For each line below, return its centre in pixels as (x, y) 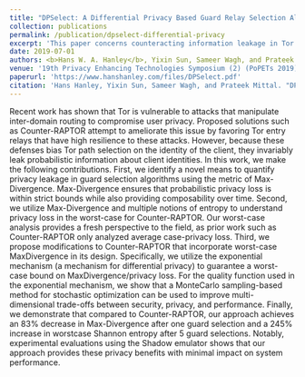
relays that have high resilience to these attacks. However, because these (147, 140)
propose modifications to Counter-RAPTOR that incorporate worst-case (143, 246)
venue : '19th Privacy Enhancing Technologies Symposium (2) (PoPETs (142, 69)
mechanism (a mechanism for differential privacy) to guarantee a (131, 265)
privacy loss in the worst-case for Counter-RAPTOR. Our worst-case (138, 217)
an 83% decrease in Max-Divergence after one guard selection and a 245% (151, 323)
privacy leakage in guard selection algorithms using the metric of (131, 179)
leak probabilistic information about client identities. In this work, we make (148, 159)
